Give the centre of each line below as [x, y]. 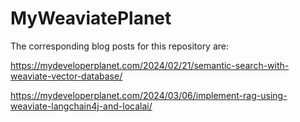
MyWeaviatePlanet [91, 18]
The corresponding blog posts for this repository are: [120, 46]
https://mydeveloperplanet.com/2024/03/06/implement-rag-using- [149, 95]
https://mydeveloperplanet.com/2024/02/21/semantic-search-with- [150, 65]
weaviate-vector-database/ [66, 76]
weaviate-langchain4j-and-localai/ [81, 106]
